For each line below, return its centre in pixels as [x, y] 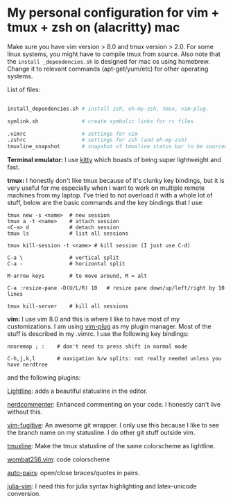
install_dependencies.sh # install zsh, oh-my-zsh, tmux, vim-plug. [108, 109]
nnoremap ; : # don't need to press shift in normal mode [97, 347]
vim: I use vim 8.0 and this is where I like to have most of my [94, 319]
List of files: [24, 89]
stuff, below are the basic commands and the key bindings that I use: [105, 203]
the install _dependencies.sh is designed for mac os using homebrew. [109, 61]
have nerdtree [28, 365]
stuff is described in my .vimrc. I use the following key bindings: [98, 334]
